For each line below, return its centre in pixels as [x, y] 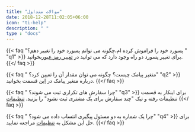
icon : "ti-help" [26, 22]
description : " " [28, 28]
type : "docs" [24, 34]
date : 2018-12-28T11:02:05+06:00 [47, 17]
